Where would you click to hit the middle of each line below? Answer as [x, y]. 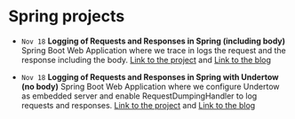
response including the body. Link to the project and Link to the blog [146, 59]
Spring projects [67, 16]
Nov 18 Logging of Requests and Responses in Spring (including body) [153, 41]
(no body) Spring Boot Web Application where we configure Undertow [151, 86]
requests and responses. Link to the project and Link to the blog [138, 105]
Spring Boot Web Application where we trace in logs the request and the [153, 50]
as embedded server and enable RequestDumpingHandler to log [139, 96]
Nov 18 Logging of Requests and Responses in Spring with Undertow [150, 76]
